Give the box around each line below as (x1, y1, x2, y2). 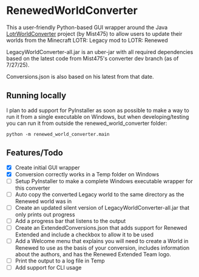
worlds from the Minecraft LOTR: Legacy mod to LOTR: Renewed (6, 36, 168, 44)
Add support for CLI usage (15, 264, 82, 272)
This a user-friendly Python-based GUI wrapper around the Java (6, 24, 168, 31)
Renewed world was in (15, 198, 72, 205)
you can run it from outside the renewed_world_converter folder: (6, 119, 167, 127)
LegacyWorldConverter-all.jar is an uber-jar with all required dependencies (6, 48, 194, 55)
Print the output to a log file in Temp (15, 257, 105, 264)
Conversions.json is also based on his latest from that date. (6, 73, 154, 80)
